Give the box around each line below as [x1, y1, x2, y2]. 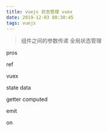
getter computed [6, 96, 48, 103]
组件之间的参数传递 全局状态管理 [20, 37, 102, 44]
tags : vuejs [6, 20, 36, 26]
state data [6, 84, 31, 91]
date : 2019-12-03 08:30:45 [6, 14, 74, 20]
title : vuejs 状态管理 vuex [6, 8, 73, 15]
